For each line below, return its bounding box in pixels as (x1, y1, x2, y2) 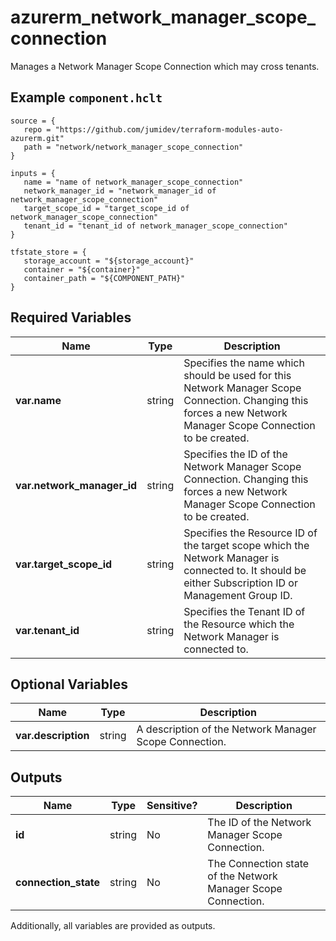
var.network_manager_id (15, 478, 138, 492)
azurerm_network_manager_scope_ (10, 6, 317, 29)
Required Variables (10, 309, 132, 326)
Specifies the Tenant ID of (183, 604, 306, 618)
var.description (15, 729, 90, 743)
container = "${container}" (23, 264, 141, 275)
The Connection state (207, 857, 310, 871)
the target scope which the (183, 538, 310, 552)
